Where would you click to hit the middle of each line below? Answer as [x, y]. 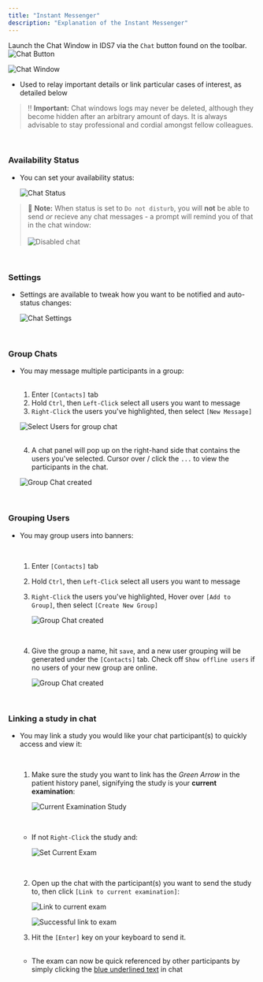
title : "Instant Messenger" [54, 15]
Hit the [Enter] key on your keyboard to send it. [109, 937]
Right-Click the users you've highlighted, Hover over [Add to [131, 596]
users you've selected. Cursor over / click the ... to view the [130, 459]
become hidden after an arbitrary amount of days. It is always [127, 116]
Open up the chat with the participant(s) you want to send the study [141, 883]
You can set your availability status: [77, 177]
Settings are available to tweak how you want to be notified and [122, 295]
